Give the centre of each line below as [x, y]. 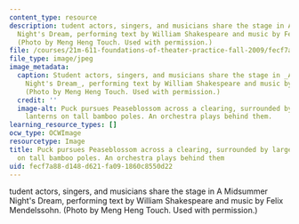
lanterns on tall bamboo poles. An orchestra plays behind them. [149, 116]
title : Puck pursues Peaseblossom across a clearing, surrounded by [139, 149]
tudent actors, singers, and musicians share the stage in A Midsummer [139, 191]
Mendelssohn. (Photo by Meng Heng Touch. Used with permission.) [133, 211]
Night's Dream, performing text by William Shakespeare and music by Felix [146, 201]
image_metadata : [39, 68]
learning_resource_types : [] [63, 125]
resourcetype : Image [48, 141]
